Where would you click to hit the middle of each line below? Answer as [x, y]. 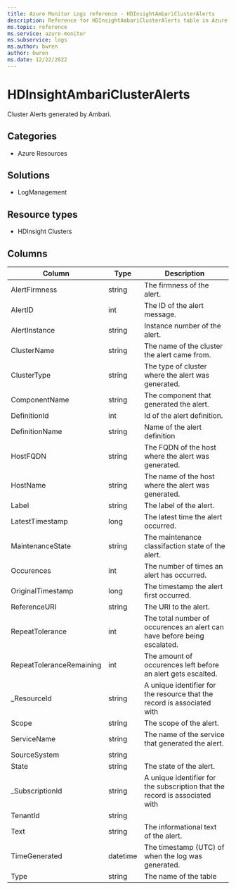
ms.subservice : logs [38, 40]
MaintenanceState [41, 545]
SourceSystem [35, 755]
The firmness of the [176, 285]
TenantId [25, 815]
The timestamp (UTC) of [184, 847]
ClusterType [31, 375]
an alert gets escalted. [181, 674]
